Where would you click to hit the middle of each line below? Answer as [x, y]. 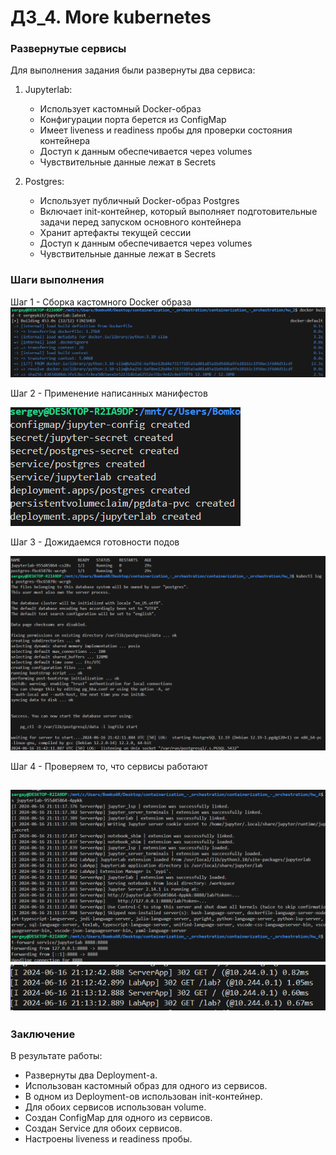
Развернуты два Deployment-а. [91, 1075]
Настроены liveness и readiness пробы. [108, 1139]
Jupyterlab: [48, 90]
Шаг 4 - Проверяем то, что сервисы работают [109, 766]
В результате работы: [56, 1056]
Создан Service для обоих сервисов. [103, 1128]
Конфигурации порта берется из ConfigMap [133, 120]
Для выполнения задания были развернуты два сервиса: [133, 70]
